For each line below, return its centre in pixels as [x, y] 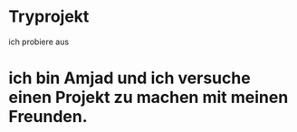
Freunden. [48, 117]
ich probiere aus [39, 42]
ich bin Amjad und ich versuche [129, 78]
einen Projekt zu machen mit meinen [148, 98]
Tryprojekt [49, 17]
